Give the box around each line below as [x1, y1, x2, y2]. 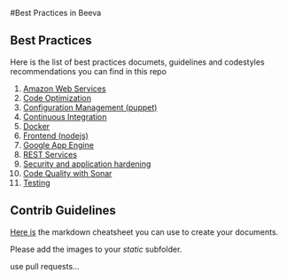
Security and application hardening [22, 159, 151, 169]
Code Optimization [22, 92, 92, 103]
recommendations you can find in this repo [10, 66, 167, 76]
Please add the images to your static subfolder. [10, 244, 182, 254]
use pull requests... [10, 261, 80, 271]
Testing [22, 177, 51, 188]
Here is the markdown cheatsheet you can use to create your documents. [10, 226, 279, 237]
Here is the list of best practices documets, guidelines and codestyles [10, 57, 265, 67]
